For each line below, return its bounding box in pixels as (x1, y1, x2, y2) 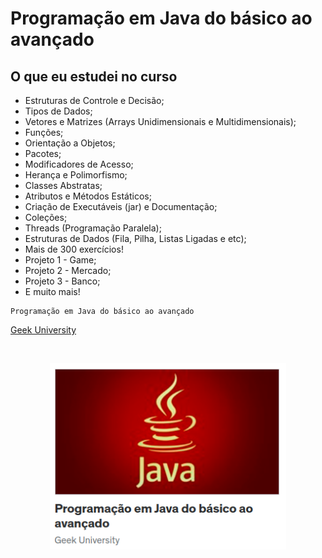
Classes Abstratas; (24, 180, 103, 191)
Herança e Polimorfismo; (24, 169, 128, 181)
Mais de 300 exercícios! (24, 243, 124, 255)
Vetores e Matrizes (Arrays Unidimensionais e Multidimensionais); (24, 116, 297, 127)
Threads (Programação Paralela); (24, 222, 162, 234)
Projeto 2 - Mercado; (24, 265, 112, 276)
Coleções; (24, 212, 68, 223)
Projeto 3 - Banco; (24, 275, 101, 287)
